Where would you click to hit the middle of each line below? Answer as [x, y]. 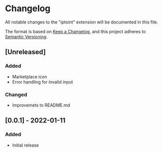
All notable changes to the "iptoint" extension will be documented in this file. [81, 22]
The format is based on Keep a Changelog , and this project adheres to [75, 31]
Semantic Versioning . [26, 37]
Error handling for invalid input [42, 82]
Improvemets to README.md [41, 105]
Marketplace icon [29, 77]
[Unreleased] [26, 52]
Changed [16, 94]
